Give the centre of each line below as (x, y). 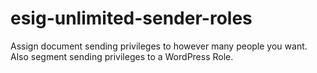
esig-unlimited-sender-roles (131, 18)
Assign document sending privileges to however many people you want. (159, 46)
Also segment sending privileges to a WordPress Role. (122, 56)
